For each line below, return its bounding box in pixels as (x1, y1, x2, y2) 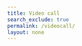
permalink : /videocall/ (7, 22, 76, 29)
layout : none (7, 28, 45, 36)
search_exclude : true (7, 16, 70, 23)
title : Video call (7, 9, 60, 17)
